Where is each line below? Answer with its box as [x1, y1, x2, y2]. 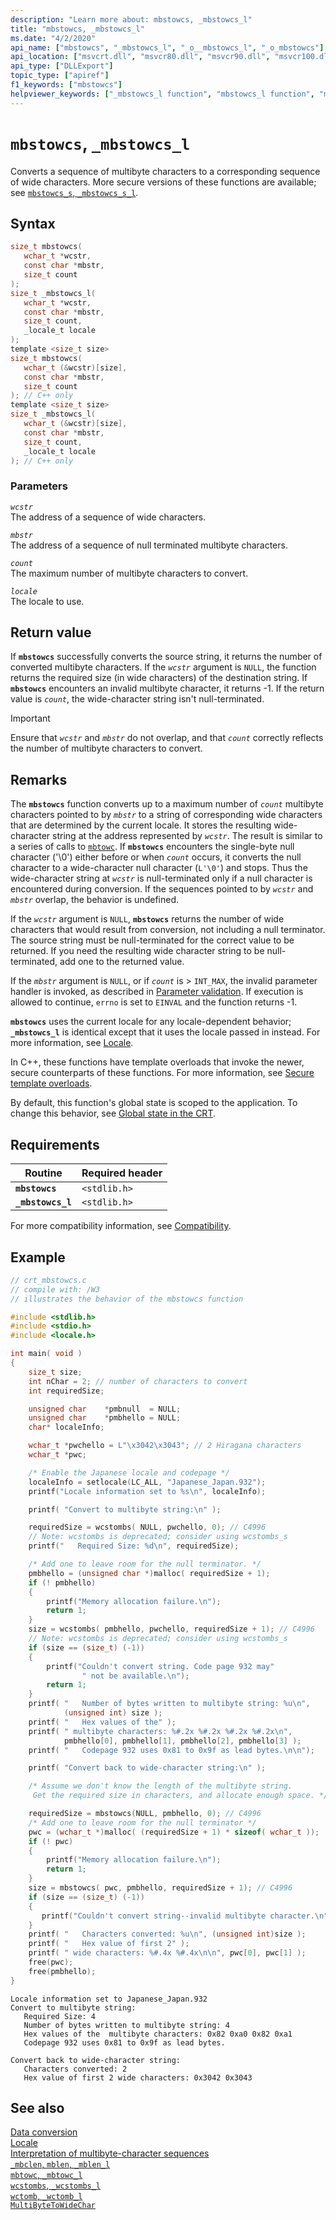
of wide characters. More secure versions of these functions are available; [10, 176, 317, 188]
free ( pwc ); [28, 1957, 74, 1968]
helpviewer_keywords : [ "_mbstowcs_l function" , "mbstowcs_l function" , [10, 89, 315, 99]
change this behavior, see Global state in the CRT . [10, 1107, 216, 1120]
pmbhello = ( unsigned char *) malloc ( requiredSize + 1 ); [28, 1568, 271, 1578]
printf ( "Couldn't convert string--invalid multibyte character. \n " [41, 1911, 329, 1921]
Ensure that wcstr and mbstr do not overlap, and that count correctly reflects [10, 732, 324, 744]
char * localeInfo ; [28, 1422, 105, 1433]
